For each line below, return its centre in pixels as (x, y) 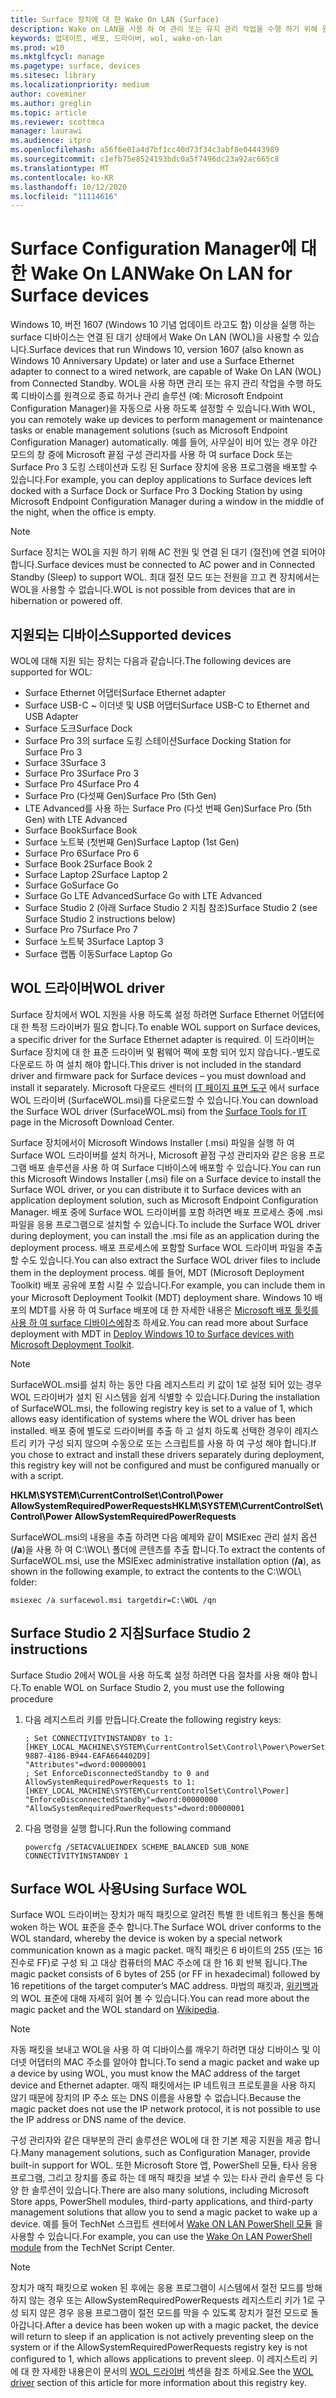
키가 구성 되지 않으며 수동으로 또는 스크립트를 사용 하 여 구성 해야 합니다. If (172, 1443)
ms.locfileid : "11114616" (64, 196)
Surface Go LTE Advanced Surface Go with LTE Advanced (143, 895)
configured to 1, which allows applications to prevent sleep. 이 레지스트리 (159, 2359)
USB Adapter (51, 716)
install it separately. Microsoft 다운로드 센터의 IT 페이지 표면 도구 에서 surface (165, 1087)
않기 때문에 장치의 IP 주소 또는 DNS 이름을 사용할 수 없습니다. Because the (156, 2098)
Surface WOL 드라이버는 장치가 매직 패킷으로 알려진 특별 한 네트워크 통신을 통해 (167, 1915)
